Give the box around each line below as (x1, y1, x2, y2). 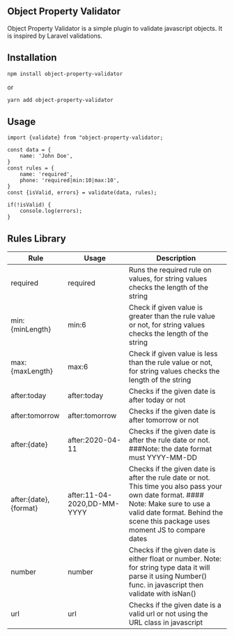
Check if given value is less (128, 349, 218, 358)
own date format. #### (128, 490, 204, 500)
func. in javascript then (128, 580, 204, 589)
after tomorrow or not (128, 415, 199, 424)
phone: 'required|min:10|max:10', (19, 177, 120, 184)
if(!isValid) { (7, 202, 52, 209)
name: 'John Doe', (19, 153, 73, 160)
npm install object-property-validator (7, 70, 123, 77)
